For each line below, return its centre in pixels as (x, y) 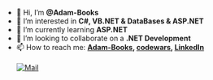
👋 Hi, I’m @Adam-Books (57, 13)
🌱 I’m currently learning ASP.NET (72, 29)
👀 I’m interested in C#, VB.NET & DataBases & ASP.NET (110, 21)
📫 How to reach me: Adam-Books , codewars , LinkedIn (110, 47)
